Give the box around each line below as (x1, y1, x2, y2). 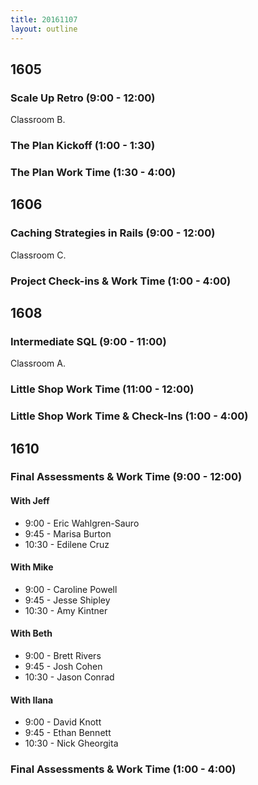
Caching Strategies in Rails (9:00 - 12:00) (10, 226, 216, 240)
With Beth (10, 627, 53, 640)
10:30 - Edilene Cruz (24, 538, 110, 550)
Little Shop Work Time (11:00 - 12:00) (10, 382, 195, 396)
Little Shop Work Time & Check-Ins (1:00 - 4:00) (10, 409, 249, 423)
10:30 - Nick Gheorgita (24, 737, 119, 750)
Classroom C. (10, 249, 67, 261)
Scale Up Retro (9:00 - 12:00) (10, 91, 156, 105)
